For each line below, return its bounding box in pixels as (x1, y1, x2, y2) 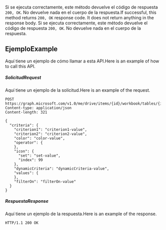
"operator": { (14, 140, 43, 145)
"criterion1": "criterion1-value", (14, 127, 87, 132)
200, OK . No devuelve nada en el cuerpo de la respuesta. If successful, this (5, 9, 157, 15)
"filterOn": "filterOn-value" (14, 179, 77, 184)
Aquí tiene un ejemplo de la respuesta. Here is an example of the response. (5, 211, 157, 217)
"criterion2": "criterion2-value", (14, 131, 87, 136)
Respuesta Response (5, 198, 48, 204)
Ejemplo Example (5, 45, 58, 54)
